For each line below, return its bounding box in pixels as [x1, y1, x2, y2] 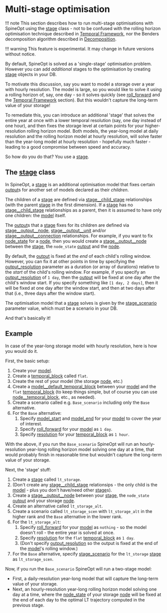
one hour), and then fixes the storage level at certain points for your [5, 123, 145, 129]
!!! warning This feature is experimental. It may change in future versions [5, 46, 154, 52]
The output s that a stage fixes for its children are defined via [5, 222, 130, 228]
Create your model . [12, 367, 52, 373]
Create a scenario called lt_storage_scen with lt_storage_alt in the [12, 508, 153, 514]
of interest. [19, 420, 42, 426]
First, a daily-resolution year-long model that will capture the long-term [12, 575, 159, 581]
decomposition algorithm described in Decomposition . [5, 36, 117, 42]
